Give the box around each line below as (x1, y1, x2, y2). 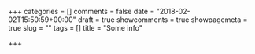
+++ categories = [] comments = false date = (8, 7, 155, 16)
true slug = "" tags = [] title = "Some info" (8, 23, 143, 32)
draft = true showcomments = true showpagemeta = (77, 15, 248, 24)
